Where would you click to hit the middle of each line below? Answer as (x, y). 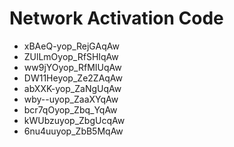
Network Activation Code (116, 18)
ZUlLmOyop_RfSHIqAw (71, 56)
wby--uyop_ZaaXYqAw (71, 99)
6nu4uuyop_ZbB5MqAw (73, 131)
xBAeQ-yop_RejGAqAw (71, 46)
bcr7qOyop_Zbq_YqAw (70, 109)
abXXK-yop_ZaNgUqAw (72, 88)
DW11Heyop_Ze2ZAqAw (73, 78)
